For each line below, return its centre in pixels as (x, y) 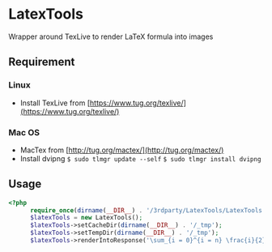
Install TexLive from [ (55, 103)
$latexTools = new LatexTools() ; (86, 218)
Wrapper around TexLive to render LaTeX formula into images (111, 36)
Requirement (42, 62)
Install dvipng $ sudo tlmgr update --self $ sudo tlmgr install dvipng (140, 158)
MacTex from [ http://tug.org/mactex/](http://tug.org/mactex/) (122, 150)
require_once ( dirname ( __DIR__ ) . (86, 210)
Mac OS (24, 132)
